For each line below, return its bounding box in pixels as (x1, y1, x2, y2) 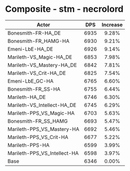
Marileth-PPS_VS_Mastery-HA (7, 126, 80, 133)
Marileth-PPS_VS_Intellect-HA (7, 149, 79, 156)
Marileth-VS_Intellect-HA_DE (7, 102, 76, 108)
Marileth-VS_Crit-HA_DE (7, 69, 66, 76)
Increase (101, 21, 123, 28)
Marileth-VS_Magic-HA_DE (7, 53, 72, 60)
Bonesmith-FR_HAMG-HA (7, 37, 70, 44)
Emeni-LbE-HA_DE (7, 45, 53, 52)
